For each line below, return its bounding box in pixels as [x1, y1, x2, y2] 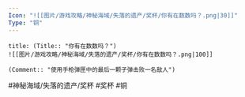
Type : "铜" [8, 19, 43, 27]
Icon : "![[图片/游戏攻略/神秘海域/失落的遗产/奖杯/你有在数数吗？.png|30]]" [8, 11, 239, 20]
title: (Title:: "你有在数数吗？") [8, 42, 117, 50]
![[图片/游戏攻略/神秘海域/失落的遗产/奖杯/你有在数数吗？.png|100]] [8, 50, 213, 58]
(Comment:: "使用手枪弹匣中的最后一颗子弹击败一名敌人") [8, 65, 176, 73]
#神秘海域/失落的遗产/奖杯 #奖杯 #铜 [8, 80, 128, 90]
